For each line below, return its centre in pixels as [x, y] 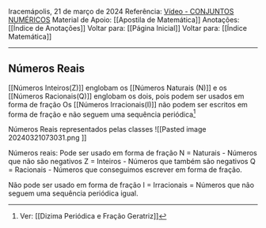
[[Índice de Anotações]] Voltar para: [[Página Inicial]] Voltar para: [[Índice [128, 28]
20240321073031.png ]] [47, 138]
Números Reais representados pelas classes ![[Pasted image [107, 129]
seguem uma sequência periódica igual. [73, 193]
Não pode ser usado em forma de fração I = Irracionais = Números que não [131, 185]
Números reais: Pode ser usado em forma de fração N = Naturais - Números [133, 153]
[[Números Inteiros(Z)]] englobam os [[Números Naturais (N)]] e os [118, 88]
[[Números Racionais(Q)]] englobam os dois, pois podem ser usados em [126, 96]
